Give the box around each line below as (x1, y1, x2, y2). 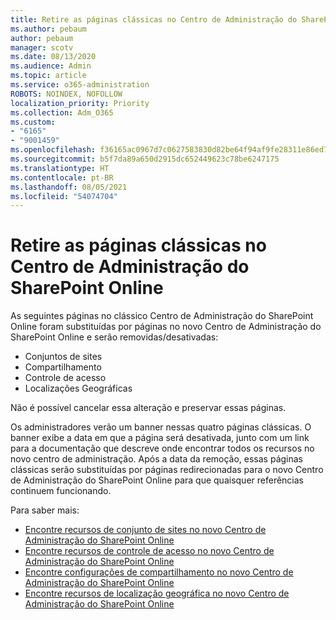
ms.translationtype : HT (10, 163, 110, 173)
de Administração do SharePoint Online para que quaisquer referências (10, 474, 304, 486)
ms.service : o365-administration (10, 80, 150, 90)
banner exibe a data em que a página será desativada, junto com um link (10, 432, 310, 444)
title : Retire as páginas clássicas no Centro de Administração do (10, 14, 298, 25)
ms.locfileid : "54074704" (10, 191, 118, 201)
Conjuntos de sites (24, 351, 103, 363)
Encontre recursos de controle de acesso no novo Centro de (24, 545, 275, 557)
